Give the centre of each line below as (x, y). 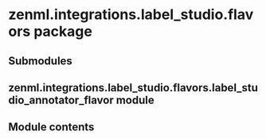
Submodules (41, 61)
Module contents (51, 127)
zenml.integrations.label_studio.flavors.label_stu (133, 88)
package (63, 31)
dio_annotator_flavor (61, 100)
